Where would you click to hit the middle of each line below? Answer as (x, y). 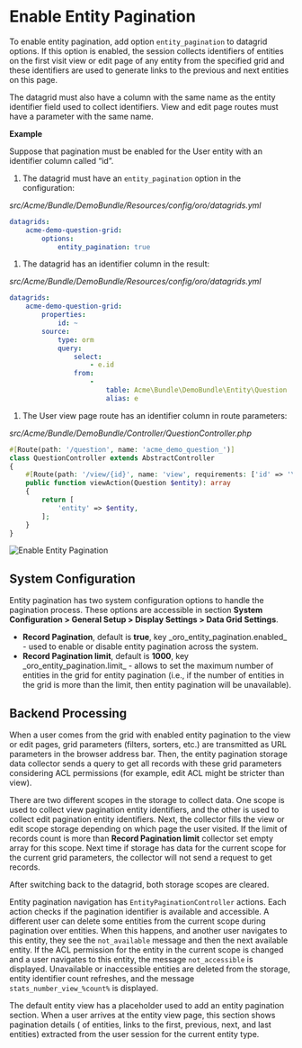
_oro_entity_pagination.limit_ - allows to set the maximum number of (148, 666)
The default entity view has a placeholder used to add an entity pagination (147, 1006)
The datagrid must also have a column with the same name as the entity (142, 97)
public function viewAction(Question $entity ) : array (128, 483)
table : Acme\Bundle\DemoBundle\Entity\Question (196, 390)
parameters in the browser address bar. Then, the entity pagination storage (148, 754)
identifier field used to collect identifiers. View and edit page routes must (144, 106)
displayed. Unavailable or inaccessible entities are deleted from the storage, (150, 969)
